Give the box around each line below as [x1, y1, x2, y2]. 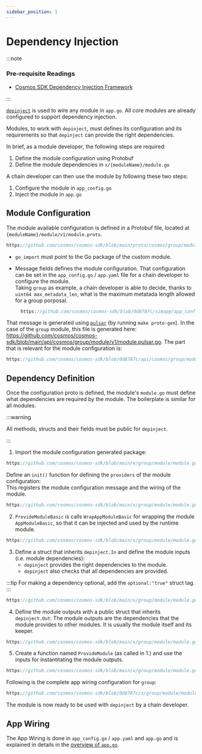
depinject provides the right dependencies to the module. [23, 561, 168, 568]
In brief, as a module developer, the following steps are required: [6, 143, 166, 150]
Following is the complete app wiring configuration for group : [6, 679, 157, 686]
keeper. [14, 627, 34, 634]
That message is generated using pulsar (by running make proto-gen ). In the [6, 319, 195, 326]
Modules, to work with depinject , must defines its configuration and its [6, 125, 182, 132]
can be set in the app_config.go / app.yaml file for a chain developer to [14, 271, 189, 278]
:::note [6, 55, 22, 62]
